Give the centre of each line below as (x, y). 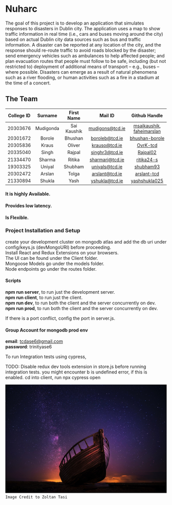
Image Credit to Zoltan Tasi (36, 497)
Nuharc (21, 9)
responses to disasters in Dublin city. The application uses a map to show (83, 28)
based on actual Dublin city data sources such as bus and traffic (73, 39)
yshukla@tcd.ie (107, 181)
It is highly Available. (28, 194)
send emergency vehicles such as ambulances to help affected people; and (85, 56)
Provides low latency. (29, 206)
